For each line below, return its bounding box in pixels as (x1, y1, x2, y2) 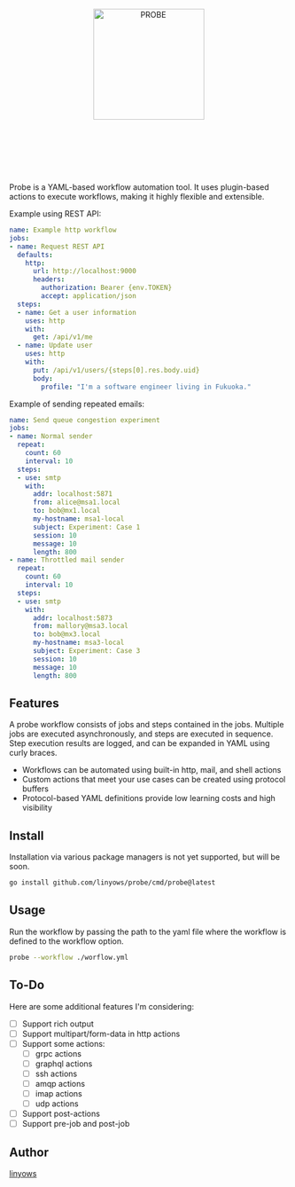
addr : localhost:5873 (32, 613, 113, 623)
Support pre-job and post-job (21, 1119, 130, 1129)
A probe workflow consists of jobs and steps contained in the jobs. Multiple (9, 719, 284, 730)
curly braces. (9, 748, 58, 759)
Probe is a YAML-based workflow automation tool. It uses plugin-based (9, 182, 270, 193)
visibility (21, 802, 53, 814)
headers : (32, 275, 66, 284)
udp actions (35, 1098, 79, 1109)
